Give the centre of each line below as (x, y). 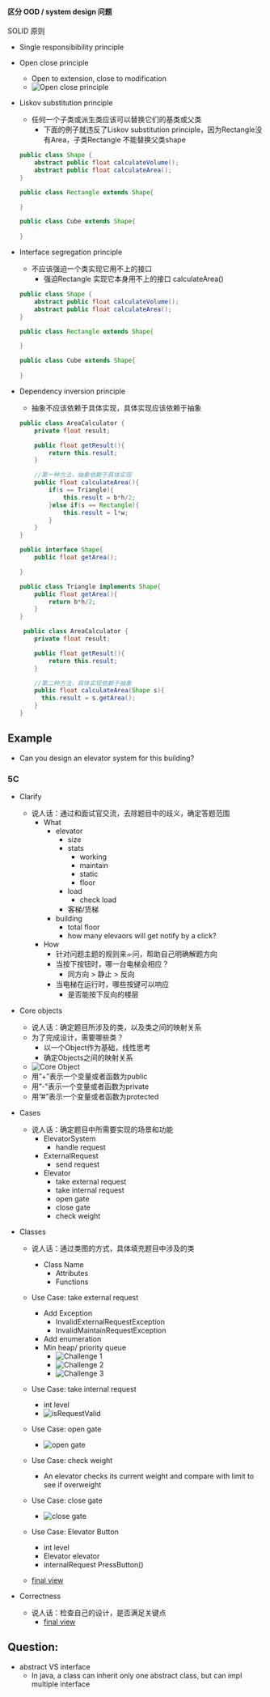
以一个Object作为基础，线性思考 (97, 1048)
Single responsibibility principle (72, 47)
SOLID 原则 (26, 31)
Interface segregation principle (71, 252)
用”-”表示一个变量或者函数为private (90, 1087)
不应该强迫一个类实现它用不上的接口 (92, 269)
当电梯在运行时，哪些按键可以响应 (112, 985)
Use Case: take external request (85, 1298)
